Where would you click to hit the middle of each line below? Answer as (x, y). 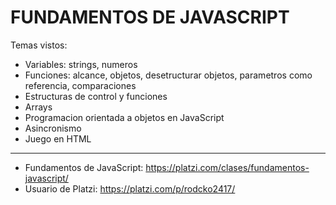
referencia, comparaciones (80, 85)
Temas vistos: (39, 45)
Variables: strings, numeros (81, 64)
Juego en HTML (58, 138)
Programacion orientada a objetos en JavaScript (124, 117)
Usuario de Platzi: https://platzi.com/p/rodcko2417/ (130, 188)
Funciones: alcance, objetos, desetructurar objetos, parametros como (168, 75)
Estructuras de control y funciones (96, 96)
